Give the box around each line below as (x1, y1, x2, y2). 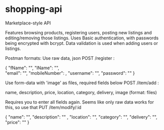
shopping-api (5, 3, 62, 15)
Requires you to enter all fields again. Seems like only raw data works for (5, 99, 154, 105)
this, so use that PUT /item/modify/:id (5, 104, 82, 110)
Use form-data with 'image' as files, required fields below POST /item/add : (5, 80, 159, 86)
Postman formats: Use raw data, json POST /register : (5, 55, 115, 61)
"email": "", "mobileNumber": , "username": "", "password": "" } (5, 70, 135, 76)
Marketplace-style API (5, 20, 51, 26)
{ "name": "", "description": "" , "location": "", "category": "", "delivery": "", (5, 114, 158, 120)
